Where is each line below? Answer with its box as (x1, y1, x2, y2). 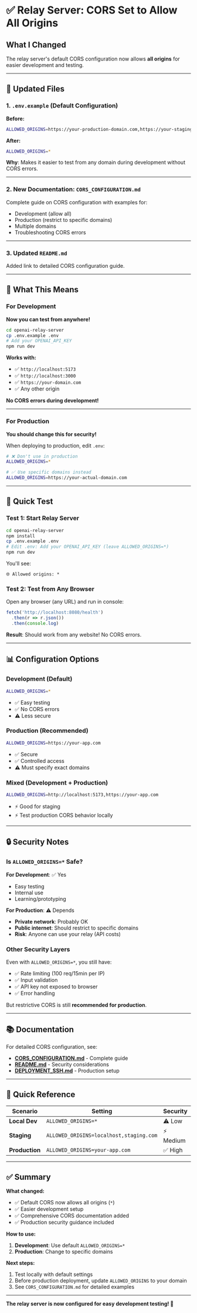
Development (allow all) (14, 210, 72, 217)
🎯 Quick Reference (6, 1090, 76, 1100)
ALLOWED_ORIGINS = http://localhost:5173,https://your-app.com (6, 792, 159, 798)
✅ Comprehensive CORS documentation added (14, 1212, 130, 1219)
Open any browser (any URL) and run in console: (6, 598, 124, 605)
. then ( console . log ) (11, 621, 59, 627)
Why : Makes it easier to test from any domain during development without (6, 159, 186, 166)
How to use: (6, 1231, 36, 1238)
